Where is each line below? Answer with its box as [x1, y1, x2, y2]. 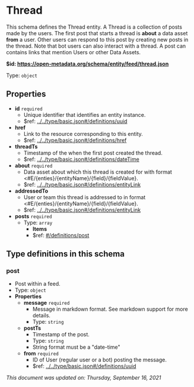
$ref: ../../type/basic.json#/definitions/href [23, 137, 127, 144]
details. [32, 312, 50, 319]
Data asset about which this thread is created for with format [23, 168, 172, 175]
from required [23, 350, 59, 357]
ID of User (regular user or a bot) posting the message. [32, 356, 167, 364]
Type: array [23, 219, 53, 226]
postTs [23, 324, 42, 332]
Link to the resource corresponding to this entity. [23, 130, 144, 137]
